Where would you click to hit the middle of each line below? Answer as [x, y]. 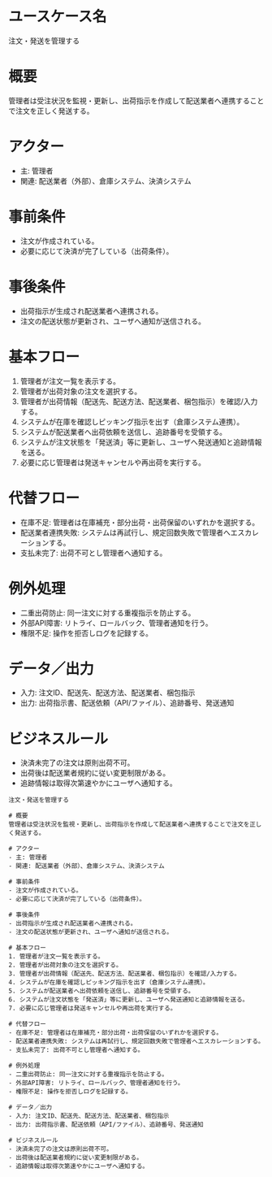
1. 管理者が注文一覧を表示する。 [56, 957]
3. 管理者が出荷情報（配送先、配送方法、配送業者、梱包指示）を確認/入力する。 [125, 974]
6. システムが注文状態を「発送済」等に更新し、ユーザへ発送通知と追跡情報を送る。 [129, 1000]
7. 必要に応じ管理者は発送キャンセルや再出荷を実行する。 [93, 1009]
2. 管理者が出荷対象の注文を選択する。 [65, 965]
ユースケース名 [58, 17]
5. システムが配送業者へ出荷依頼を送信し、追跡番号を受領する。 [101, 991]
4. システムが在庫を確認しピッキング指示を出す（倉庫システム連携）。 [109, 983]
